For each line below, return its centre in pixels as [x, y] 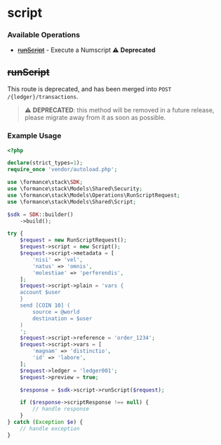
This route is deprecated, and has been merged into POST [89, 89]
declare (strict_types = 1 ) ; [45, 163]
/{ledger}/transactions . [43, 97]
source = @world [56, 312]
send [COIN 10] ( [45, 306]
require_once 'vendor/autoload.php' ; [62, 170]
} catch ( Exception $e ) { [45, 423]
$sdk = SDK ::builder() [40, 214]
